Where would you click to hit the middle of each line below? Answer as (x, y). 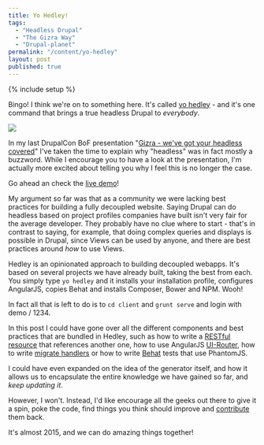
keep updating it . (35, 385)
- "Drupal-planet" (46, 45)
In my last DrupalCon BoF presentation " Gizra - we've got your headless (125, 143)
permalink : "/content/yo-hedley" (63, 52)
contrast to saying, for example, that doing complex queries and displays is (130, 232)
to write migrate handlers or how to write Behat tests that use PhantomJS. (128, 353)
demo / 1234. (30, 313)
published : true (35, 67)
